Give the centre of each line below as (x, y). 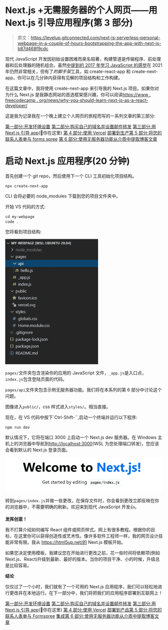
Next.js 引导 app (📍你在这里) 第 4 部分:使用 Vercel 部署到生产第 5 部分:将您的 (83, 133)
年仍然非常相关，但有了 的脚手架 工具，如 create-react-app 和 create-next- (82, 71)
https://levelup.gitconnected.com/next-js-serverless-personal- (95, 38)
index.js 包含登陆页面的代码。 (36, 379)
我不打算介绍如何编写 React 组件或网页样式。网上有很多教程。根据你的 (78, 529)
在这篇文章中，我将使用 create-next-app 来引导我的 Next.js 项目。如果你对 (82, 88)
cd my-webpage (20, 217)
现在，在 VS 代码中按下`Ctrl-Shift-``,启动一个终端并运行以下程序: (71, 417)
